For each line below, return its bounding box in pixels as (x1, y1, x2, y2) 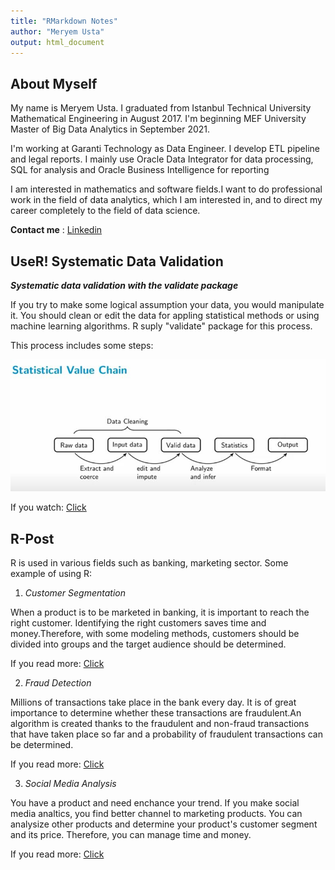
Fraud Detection (24, 677, 92, 689)
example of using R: (10, 568, 93, 580)
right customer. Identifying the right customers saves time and (10, 617, 267, 629)
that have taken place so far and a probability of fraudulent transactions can (10, 728, 323, 740)
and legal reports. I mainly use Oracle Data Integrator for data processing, (10, 153, 314, 165)
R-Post (10, 530, 55, 547)
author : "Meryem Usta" (10, 26, 105, 37)
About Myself (10, 75, 98, 92)
